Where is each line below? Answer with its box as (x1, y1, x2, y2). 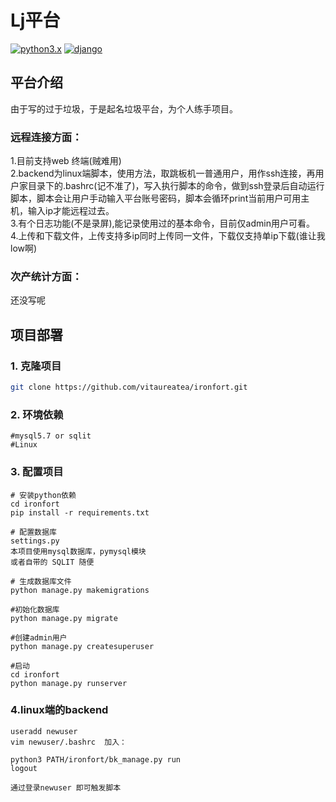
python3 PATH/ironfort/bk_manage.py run (10, 754, 182, 765)
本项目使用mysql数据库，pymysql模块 (10, 546, 147, 556)
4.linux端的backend (10, 703, 109, 717)
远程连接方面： (10, 130, 83, 144)
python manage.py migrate (10, 613, 118, 623)
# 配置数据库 (10, 527, 57, 537)
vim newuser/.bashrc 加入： (10, 737, 128, 747)
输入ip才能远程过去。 (27, 205, 115, 217)
